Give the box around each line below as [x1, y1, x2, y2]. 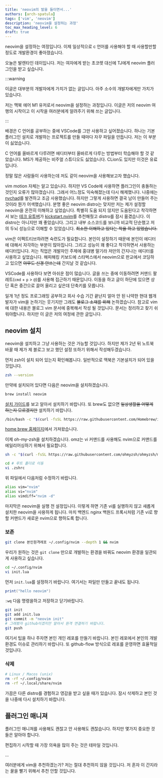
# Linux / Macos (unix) [5, 672, 53, 677]
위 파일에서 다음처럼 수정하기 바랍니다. [5, 475, 78, 481]
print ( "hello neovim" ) [5, 588, 51, 594]
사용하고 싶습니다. [10, 555, 44, 561]
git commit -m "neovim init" [5, 617, 64, 622]
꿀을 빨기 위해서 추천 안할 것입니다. [10, 768, 76, 774]
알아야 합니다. [14, 731, 40, 738]
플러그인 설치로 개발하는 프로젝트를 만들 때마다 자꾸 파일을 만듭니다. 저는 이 [5, 134, 147, 140]
